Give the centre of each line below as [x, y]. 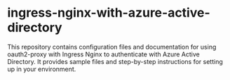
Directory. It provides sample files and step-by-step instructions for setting [115, 61]
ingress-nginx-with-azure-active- [109, 13]
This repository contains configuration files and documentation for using [112, 47]
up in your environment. [42, 69]
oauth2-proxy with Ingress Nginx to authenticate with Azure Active [103, 54]
